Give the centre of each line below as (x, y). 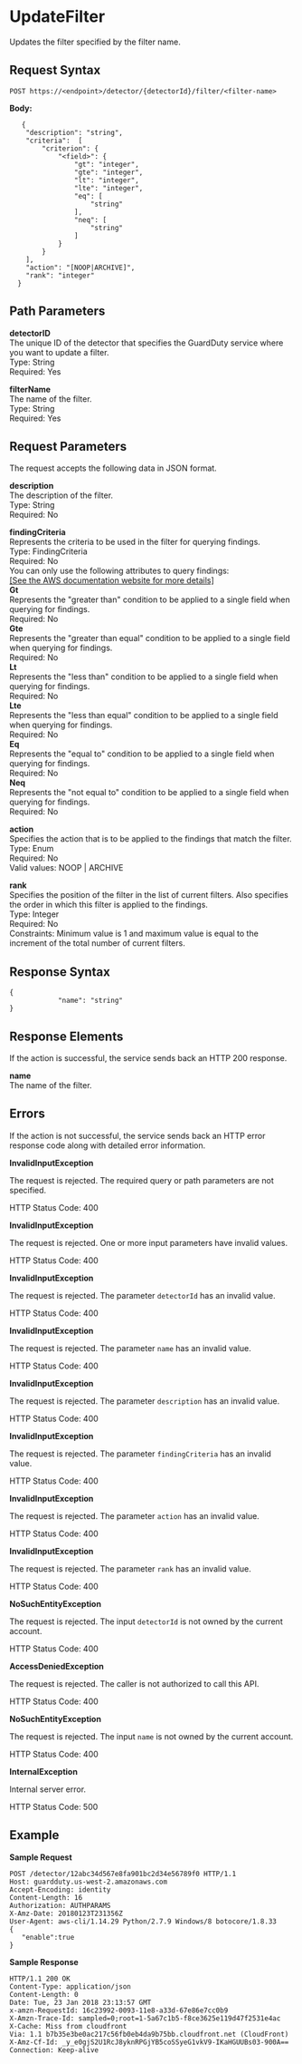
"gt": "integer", (107, 164)
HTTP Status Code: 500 (54, 1806)
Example (34, 1835)
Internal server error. (48, 1789)
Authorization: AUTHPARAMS (60, 1905)
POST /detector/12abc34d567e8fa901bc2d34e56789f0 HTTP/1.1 (123, 1874)
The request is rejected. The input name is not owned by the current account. (151, 1736)
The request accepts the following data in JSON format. (113, 468)
